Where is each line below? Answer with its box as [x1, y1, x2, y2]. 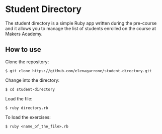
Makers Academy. [5, 31, 43, 37]
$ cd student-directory [5, 87, 55, 92]
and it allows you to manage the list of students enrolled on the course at [5, 25, 156, 31]
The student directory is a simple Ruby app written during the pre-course [5, 20, 157, 26]
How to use [5, 45, 41, 54]
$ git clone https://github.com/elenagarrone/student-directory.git [5, 68, 152, 73]
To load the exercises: [5, 114, 51, 120]
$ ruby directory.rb [5, 105, 49, 110]
